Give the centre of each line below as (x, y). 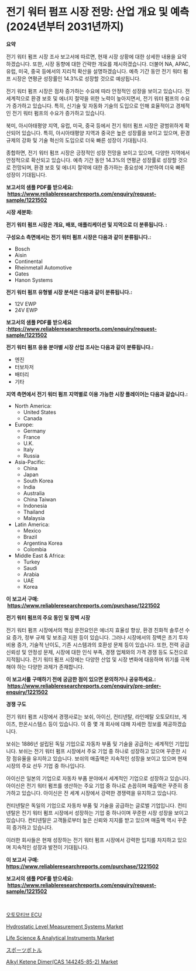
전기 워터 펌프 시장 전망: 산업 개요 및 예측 (98, 12)
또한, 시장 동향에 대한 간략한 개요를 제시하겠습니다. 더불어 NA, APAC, (111, 64)
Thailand (34, 512)
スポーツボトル (24, 950)
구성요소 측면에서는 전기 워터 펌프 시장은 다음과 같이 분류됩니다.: (79, 237)
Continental (28, 261)
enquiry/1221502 (27, 692)
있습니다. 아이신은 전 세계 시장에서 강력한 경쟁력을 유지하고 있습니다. (99, 793)
